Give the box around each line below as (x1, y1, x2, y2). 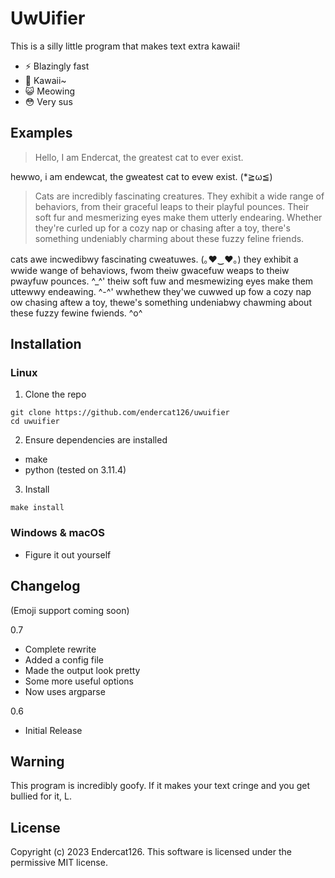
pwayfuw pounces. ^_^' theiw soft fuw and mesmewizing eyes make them (10, 275, 314, 287)
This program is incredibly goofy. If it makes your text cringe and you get (10, 780, 311, 792)
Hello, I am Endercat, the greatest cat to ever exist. (34, 151, 244, 163)
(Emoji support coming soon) (10, 604, 130, 616)
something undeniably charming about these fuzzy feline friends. (34, 232, 305, 244)
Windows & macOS (10, 526, 105, 540)
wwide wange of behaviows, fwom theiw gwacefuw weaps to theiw (10, 264, 290, 276)
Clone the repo (24, 388, 87, 401)
